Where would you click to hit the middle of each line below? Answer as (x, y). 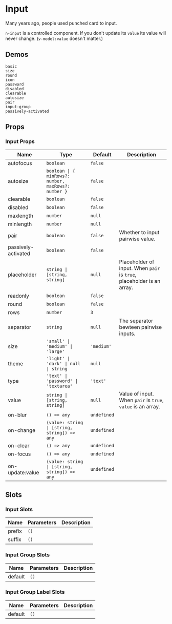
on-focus (19, 454)
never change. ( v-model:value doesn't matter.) (54, 38)
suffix (15, 539)
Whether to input (139, 233)
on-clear (19, 446)
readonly (19, 296)
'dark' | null (63, 364)
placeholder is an (140, 281)
